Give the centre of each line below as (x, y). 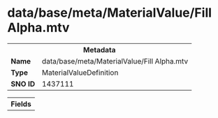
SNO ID (23, 84)
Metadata (100, 50)
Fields (21, 104)
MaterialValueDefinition (80, 73)
